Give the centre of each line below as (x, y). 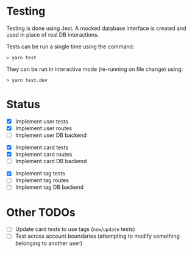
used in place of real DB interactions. (53, 34)
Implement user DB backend (51, 135)
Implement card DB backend (51, 161)
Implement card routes (44, 155)
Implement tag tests (40, 174)
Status (23, 105)
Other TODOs (41, 212)
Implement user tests (42, 121)
